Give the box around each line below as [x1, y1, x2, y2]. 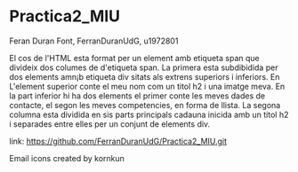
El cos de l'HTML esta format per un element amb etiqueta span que [9, 52, 260, 63]
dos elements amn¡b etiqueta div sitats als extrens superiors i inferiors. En [9, 71, 280, 82]
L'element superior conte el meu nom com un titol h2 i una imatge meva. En [9, 81, 286, 91]
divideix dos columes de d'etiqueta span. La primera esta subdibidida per [9, 62, 278, 73]
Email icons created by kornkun [9, 152, 125, 163]
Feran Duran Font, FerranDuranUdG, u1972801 [9, 35, 179, 46]
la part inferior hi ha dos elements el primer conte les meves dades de [9, 90, 265, 101]
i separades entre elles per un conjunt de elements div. [9, 118, 211, 129]
